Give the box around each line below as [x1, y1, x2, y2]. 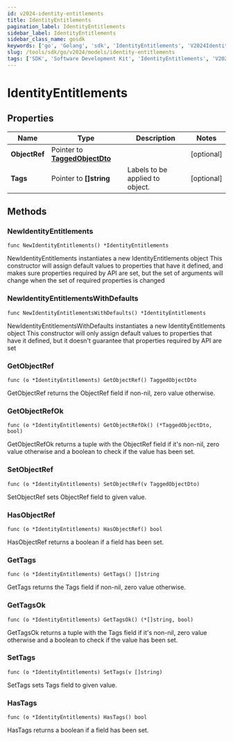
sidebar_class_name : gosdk [7, 36, 85, 43]
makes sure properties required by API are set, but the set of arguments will [7, 269, 223, 277]
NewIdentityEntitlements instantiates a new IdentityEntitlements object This [7, 254, 223, 263]
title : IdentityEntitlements [7, 17, 92, 24]
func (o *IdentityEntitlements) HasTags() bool [7, 714, 148, 721]
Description [135, 133, 175, 143]
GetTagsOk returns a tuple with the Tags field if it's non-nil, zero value [7, 628, 207, 636]
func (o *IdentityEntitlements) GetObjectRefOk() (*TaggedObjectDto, [7, 422, 213, 429]
